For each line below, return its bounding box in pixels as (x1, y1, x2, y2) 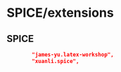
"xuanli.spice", (32, 57, 79, 64)
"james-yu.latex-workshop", (32, 51, 114, 58)
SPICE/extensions (6, 5, 114, 21)
